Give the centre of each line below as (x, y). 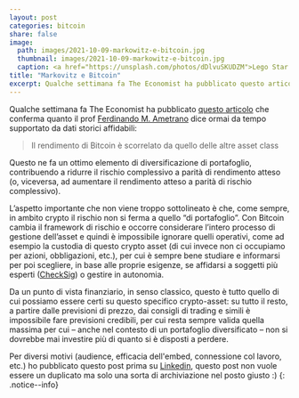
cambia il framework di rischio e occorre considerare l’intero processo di (142, 227)
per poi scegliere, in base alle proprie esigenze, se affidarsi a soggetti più (144, 264)
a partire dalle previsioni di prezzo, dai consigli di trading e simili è (130, 310)
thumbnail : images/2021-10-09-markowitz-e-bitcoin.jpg (121, 59)
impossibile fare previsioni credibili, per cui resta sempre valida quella (137, 320)
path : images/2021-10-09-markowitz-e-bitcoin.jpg (111, 51)
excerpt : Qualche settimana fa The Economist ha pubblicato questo (137, 84)
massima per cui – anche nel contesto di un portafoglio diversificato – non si (149, 329)
